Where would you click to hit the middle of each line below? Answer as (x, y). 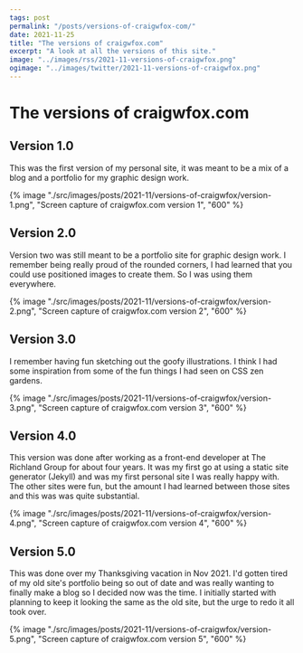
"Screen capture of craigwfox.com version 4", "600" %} (143, 523)
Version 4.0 (43, 435)
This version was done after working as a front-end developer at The (138, 458)
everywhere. (33, 284)
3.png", (23, 407)
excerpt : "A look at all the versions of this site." (113, 52)
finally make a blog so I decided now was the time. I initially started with (143, 592)
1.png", (22, 204)
